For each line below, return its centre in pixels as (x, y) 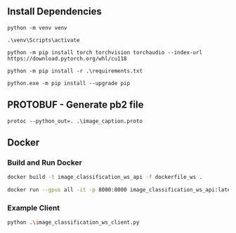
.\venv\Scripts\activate (44, 40)
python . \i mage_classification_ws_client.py (73, 222)
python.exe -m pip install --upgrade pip (69, 83)
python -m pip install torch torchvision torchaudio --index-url (105, 52)
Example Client (34, 208)
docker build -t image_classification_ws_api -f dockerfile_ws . (105, 177)
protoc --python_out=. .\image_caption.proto (75, 121)
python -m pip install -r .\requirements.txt (75, 71)
